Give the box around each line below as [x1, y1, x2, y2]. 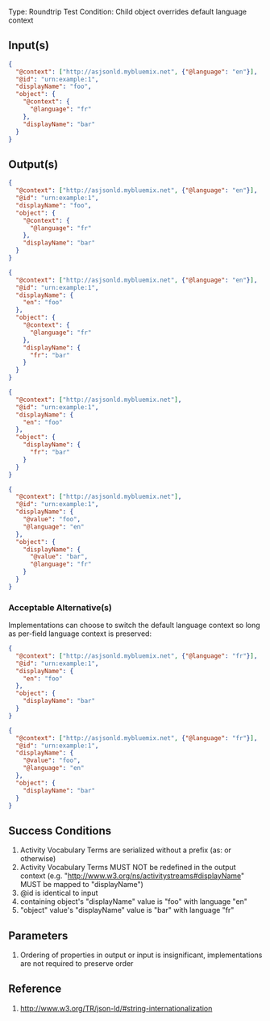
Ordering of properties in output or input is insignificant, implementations [19, 950, 263, 960]
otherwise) [19, 854, 56, 864]
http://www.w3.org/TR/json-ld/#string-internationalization [19, 1003, 213, 1013]
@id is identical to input [19, 888, 98, 898]
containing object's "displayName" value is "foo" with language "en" [19, 897, 248, 906]
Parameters [8, 928, 69, 943]
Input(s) [8, 39, 50, 52]
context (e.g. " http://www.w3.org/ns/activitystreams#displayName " [19, 871, 245, 881]
